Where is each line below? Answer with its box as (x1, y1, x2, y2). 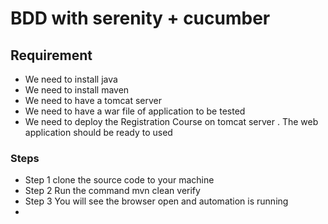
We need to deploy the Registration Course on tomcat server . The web (24, 116, 319, 127)
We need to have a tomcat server (24, 95, 162, 106)
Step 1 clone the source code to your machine (24, 174, 215, 186)
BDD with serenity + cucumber (10, 7, 271, 30)
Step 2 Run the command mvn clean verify (24, 185, 201, 197)
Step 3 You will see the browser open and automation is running (24, 195, 289, 207)
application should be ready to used (24, 127, 173, 138)
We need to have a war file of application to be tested (24, 105, 246, 117)
